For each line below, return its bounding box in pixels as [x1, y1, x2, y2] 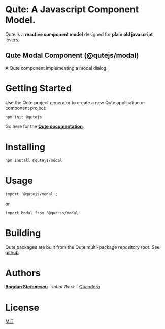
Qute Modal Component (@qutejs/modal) [5, 51, 139, 60]
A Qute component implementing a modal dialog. [5, 64, 108, 71]
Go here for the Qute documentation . [5, 123, 84, 129]
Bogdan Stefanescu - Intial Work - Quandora [5, 284, 100, 290]
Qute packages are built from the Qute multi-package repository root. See [5, 244, 160, 250]
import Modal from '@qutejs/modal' [5, 210, 81, 215]
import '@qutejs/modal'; [5, 191, 58, 196]
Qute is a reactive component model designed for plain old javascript [5, 31, 153, 37]
